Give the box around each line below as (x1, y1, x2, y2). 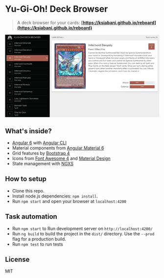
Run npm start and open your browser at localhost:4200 (12, 198, 126, 204)
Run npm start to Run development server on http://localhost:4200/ (12, 226, 153, 231)
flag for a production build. (12, 236, 66, 242)
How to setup (5, 175, 47, 183)
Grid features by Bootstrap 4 (12, 150, 70, 156)
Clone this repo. (12, 188, 45, 194)
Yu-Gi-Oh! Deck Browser (5, 3, 108, 15)
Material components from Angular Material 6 (12, 145, 104, 151)
